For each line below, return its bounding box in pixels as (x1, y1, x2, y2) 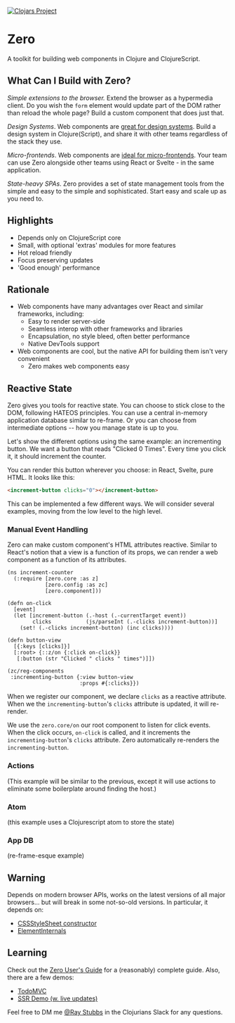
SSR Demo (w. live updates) (17, 994, 98, 1003)
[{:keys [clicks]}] (13, 643, 71, 650)
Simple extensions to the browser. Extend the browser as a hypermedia (7, 94, 213, 102)
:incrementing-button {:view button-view (10, 674, 133, 681)
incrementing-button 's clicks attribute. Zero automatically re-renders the (7, 736, 220, 744)
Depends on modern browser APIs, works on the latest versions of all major (7, 891, 226, 899)
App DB (7, 835, 34, 845)
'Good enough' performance (17, 263, 100, 272)
